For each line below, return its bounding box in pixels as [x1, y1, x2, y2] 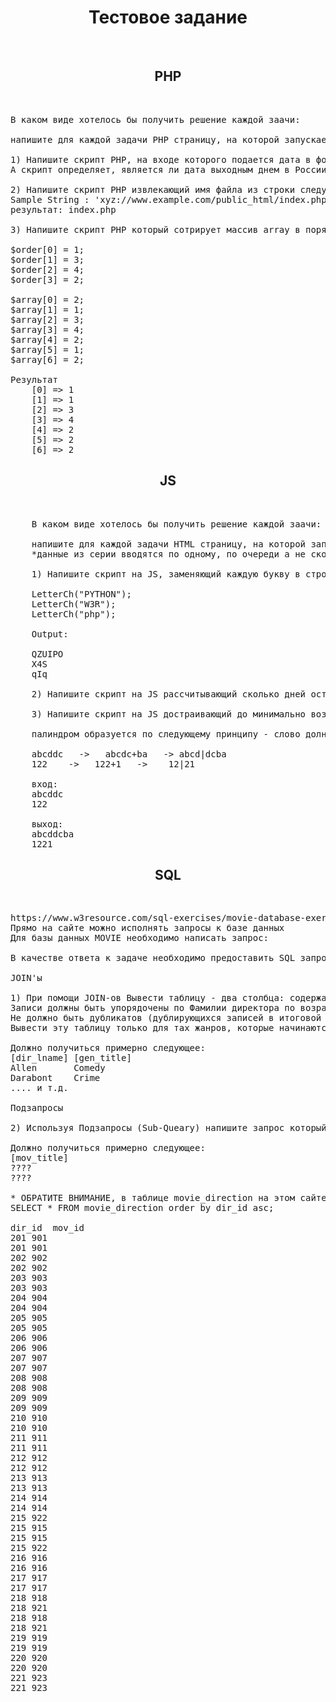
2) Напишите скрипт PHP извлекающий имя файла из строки [10, 184, 296, 195]
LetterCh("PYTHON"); [31, 588, 132, 600]
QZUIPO [31, 648, 64, 660]
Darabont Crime [10, 1072, 101, 1084]
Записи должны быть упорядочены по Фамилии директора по [10, 1002, 296, 1014]
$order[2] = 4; [10, 264, 85, 275]
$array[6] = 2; [10, 354, 85, 365]
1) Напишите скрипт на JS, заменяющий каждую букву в [31, 568, 301, 580]
